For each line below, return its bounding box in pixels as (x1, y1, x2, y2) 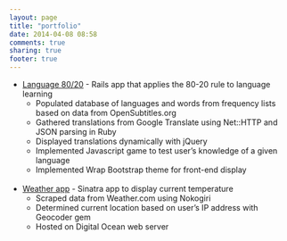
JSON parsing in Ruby (35, 127, 118, 137)
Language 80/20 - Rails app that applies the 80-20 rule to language (21, 79, 271, 89)
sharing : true (9, 46, 62, 55)
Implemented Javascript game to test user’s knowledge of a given (35, 145, 278, 156)
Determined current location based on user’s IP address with (35, 203, 258, 212)
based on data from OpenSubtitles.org (35, 108, 176, 118)
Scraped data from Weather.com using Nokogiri (35, 193, 211, 204)
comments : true (9, 37, 66, 47)
